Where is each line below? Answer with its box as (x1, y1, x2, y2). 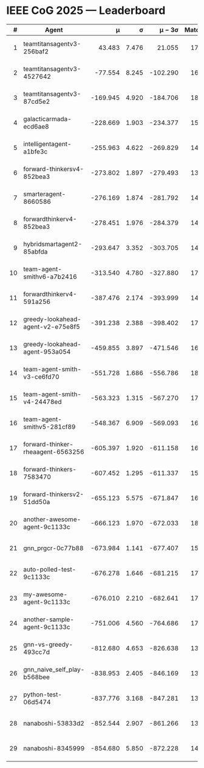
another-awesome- (23, 515, 81, 524)
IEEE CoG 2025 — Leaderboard (6, 4, 166, 18)
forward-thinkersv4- (23, 164, 84, 173)
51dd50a (23, 497, 50, 506)
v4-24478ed (23, 397, 62, 406)
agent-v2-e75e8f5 (23, 322, 80, 331)
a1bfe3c (23, 147, 48, 155)
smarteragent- (23, 189, 66, 198)
